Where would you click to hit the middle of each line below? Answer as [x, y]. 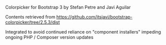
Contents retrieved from [30, 17]
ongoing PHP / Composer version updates [49, 37]
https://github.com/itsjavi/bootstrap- [95, 17]
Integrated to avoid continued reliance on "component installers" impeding [83, 32]
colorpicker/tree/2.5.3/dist [32, 22]
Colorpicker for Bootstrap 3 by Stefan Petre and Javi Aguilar [68, 7]
